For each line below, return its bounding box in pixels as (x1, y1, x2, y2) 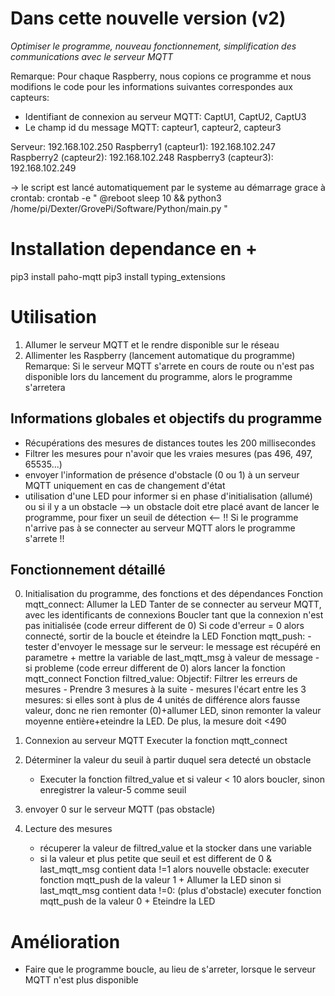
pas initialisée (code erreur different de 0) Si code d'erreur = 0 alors (24, 620, 305, 632)
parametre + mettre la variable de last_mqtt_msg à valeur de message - (24, 652, 320, 664)
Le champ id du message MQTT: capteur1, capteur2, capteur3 (24, 121, 282, 133)
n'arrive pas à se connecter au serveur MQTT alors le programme (24, 522, 296, 534)
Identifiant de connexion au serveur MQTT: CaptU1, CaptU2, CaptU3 (24, 110, 307, 122)
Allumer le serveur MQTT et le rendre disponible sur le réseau (24, 338, 280, 351)
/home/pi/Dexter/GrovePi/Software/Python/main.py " (10, 202, 228, 214)
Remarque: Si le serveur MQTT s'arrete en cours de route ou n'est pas (24, 360, 315, 372)
